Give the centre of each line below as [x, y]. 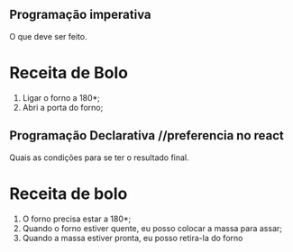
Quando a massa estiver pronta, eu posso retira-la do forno [133, 238]
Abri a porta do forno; [63, 107]
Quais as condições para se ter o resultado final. [99, 157]
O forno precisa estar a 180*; [77, 219]
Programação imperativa [80, 15]
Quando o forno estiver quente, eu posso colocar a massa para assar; [152, 228]
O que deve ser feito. [48, 36]
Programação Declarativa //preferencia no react [146, 135]
